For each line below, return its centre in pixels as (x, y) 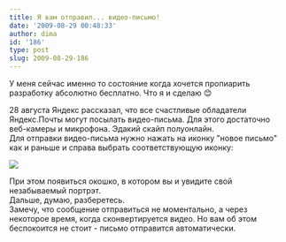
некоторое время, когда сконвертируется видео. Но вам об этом (133, 219)
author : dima (33, 34)
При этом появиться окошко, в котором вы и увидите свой (121, 181)
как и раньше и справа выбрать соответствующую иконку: (121, 147)
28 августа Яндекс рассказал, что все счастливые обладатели (128, 110)
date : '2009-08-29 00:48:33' (63, 26)
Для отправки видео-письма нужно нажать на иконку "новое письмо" (143, 138)
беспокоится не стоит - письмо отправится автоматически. (123, 228)
